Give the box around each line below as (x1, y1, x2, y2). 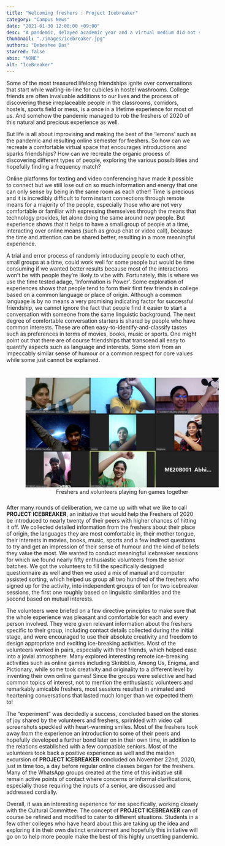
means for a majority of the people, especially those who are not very (6, 201, 182, 208)
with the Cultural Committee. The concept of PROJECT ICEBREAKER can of (6, 807, 198, 814)
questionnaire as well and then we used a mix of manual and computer (6, 569, 185, 576)
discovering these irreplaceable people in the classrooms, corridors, (6, 99, 179, 106)
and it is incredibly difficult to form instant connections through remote (6, 194, 185, 202)
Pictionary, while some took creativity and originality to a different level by (6, 666, 193, 673)
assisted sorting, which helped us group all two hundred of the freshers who (6, 575, 199, 583)
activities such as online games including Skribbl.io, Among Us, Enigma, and (6, 659, 199, 666)
